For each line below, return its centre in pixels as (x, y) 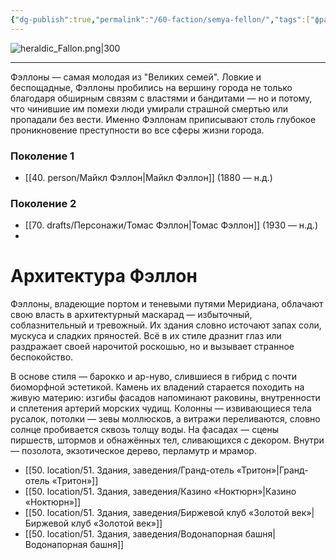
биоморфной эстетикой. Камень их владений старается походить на (157, 387)
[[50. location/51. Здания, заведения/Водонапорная (133, 534)
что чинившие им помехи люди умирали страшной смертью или (149, 108)
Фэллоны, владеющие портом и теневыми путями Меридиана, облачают (167, 304)
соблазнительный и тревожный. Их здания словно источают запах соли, (166, 325)
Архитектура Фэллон (104, 276)
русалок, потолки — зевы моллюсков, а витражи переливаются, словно (165, 419)
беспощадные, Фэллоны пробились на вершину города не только (151, 87)
